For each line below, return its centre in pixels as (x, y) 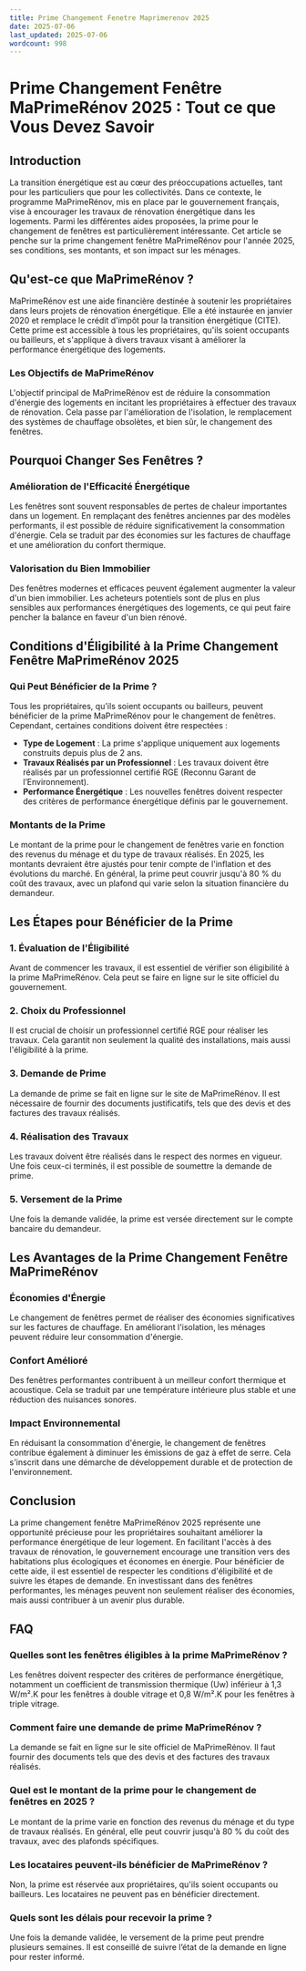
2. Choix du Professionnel (67, 1010)
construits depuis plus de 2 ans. (82, 753)
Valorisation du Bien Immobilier (80, 568)
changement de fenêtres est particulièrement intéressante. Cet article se (146, 231)
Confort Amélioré (49, 1360)
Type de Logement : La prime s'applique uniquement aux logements (151, 743)
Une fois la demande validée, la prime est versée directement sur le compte (151, 1219)
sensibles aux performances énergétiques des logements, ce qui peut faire (150, 608)
